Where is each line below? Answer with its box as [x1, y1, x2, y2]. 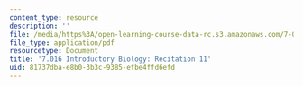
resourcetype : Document [9, 47, 99, 56]
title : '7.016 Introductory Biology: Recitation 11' [9, 55, 212, 64]
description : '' [9, 21, 70, 30]
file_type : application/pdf [9, 38, 115, 47]
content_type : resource [9, 13, 99, 22]
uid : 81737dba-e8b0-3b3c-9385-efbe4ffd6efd [9, 64, 176, 73]
